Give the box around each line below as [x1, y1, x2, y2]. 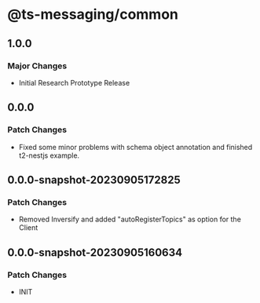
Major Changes [7, 60, 68, 71]
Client [18, 223, 38, 232]
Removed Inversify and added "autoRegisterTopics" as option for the [18, 214, 241, 225]
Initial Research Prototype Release [18, 78, 130, 87]
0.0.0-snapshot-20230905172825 [7, 173, 181, 186]
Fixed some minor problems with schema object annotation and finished [18, 142, 253, 151]
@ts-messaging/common [7, 5, 178, 24]
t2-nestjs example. [18, 151, 80, 160]
